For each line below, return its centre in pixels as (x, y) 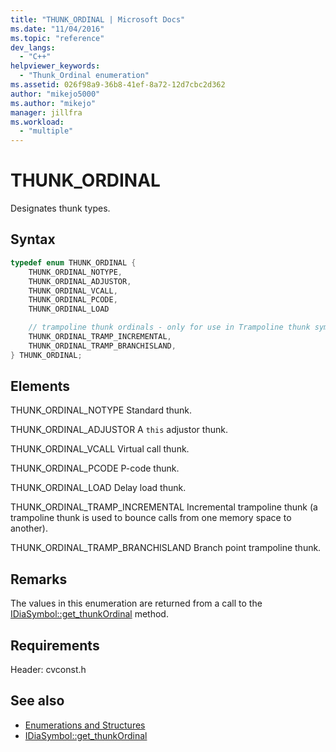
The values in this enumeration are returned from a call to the (136, 603)
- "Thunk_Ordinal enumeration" (84, 76)
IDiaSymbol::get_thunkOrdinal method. (89, 614)
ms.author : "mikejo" (53, 103)
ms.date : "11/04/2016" (57, 29)
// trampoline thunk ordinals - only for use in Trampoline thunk (169, 327)
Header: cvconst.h (48, 670)
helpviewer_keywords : (55, 66)
